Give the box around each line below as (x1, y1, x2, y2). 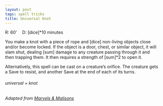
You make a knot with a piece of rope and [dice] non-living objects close (5, 39, 151, 45)
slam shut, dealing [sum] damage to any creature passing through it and (5, 49, 150, 55)
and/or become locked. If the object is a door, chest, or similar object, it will (5, 44, 157, 50)
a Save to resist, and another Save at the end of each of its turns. (5, 69, 136, 75)
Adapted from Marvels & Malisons (5, 95, 74, 101)
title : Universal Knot (5, 16, 51, 21)
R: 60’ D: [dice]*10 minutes (5, 30, 63, 35)
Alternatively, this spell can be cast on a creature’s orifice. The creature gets (5, 64, 159, 70)
